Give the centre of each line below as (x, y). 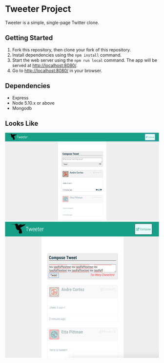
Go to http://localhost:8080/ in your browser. (57, 70)
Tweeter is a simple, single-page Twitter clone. (52, 23)
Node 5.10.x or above (33, 103)
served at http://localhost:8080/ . (45, 65)
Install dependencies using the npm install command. (67, 55)
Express (20, 98)
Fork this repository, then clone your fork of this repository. (71, 49)
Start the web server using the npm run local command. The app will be (85, 60)
